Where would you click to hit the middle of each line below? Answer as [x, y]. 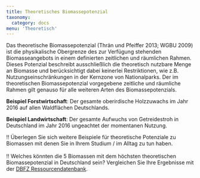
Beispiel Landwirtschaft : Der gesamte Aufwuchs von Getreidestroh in [93, 119]
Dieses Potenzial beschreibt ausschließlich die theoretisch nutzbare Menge [99, 65]
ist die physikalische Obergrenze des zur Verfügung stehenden [84, 52]
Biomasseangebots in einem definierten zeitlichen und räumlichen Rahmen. [99, 58]
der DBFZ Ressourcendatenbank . [47, 169]
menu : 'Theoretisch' [32, 28]
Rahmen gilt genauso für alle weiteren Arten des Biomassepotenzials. [92, 90]
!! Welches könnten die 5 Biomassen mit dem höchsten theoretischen [91, 156]
